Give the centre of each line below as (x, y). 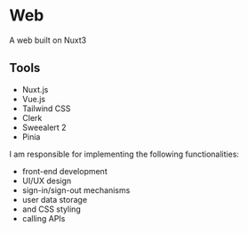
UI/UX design (47, 181)
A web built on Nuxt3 (48, 40)
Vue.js (34, 99)
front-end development (65, 171)
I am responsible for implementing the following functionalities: (124, 154)
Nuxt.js (35, 89)
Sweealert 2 (44, 127)
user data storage (54, 199)
